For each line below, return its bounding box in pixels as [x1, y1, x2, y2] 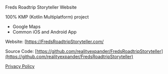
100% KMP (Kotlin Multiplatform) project [5, 14, 89, 19]
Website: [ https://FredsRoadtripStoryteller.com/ [5, 38, 104, 44]
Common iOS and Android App [12, 29, 77, 34]
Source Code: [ [5, 48, 37, 54]
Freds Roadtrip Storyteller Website [5, 4, 77, 10]
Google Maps [12, 23, 41, 29]
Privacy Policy [5, 63, 35, 69]
